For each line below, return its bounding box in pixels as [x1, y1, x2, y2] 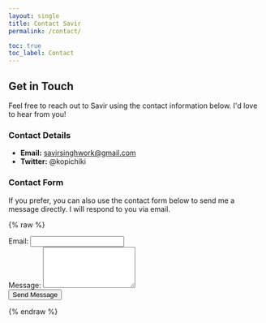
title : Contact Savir [8, 19, 82, 28]
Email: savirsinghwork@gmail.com [19, 148, 136, 158]
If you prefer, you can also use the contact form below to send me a [8, 196, 235, 205]
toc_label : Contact [8, 50, 75, 58]
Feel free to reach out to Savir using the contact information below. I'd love [8, 101, 258, 110]
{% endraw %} [8, 306, 58, 317]
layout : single [8, 11, 60, 20]
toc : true [8, 41, 42, 50]
